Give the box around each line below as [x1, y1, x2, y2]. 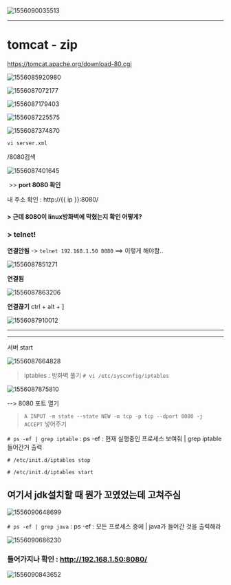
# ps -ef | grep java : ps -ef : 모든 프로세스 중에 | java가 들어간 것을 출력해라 [7, 522, 221, 530]
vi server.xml [7, 140, 48, 147]
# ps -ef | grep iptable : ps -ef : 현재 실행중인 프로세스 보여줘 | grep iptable [7, 434, 222, 443]
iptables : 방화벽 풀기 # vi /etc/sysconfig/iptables [23, 371, 170, 379]
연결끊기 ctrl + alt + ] [7, 302, 65, 310]
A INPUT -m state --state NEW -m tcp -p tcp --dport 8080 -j [23, 413, 203, 420]
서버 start [7, 343, 33, 351]
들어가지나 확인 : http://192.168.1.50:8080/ [7, 554, 148, 564]
